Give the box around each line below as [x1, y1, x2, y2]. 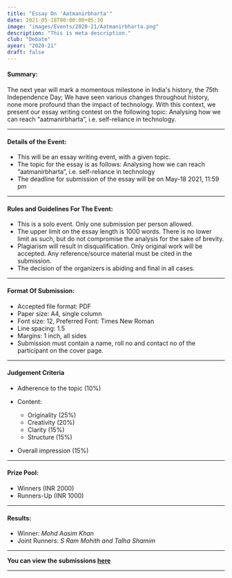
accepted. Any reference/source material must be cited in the [17, 249, 193, 258]
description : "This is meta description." [7, 29, 131, 37]
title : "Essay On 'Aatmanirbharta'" [7, 10, 113, 17]
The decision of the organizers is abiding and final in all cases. [17, 264, 195, 272]
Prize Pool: [7, 468, 39, 477]
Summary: [7, 70, 38, 78]
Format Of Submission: [7, 287, 75, 295]
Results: [7, 514, 32, 522]
